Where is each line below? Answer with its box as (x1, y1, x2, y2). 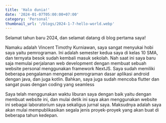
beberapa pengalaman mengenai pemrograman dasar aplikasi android (5, 71, 150, 77)
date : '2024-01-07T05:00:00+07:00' (5, 12, 79, 17)
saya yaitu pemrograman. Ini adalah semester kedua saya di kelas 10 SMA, (5, 50, 158, 56)
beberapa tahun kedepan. (5, 113, 58, 119)
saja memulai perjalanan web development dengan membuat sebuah (5, 60, 147, 66)
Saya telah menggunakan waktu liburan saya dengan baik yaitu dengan (5, 91, 152, 97)
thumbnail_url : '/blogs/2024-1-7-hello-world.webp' (5, 21, 115, 26)
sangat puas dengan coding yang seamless (5, 82, 95, 88)
